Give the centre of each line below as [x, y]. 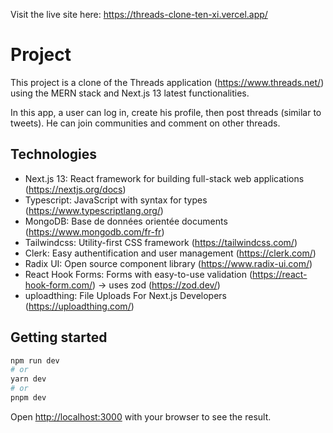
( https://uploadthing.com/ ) [79, 306]
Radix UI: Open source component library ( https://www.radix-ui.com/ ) [168, 263]
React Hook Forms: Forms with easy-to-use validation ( [138, 274]
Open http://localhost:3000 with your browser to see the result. [141, 416]
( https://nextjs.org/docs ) [75, 189]
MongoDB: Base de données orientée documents [126, 221]
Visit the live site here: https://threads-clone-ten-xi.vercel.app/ [139, 14]
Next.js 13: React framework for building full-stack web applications [164, 178]
